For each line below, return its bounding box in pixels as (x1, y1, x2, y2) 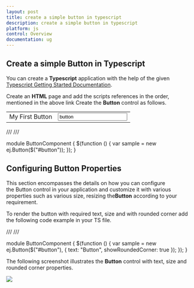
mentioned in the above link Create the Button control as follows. (6, 99, 166, 106)
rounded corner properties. (6, 264, 74, 271)
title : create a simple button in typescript (6, 14, 122, 20)
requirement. (6, 198, 38, 205)
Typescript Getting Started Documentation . (6, 81, 113, 88)
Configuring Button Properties (6, 163, 122, 174)
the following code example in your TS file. (6, 216, 112, 223)
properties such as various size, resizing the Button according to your (6, 192, 178, 199)
